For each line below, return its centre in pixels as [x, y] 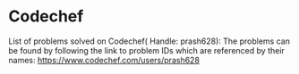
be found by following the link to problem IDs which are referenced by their [147, 50]
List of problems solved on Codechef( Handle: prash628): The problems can [149, 41]
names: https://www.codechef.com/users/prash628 [104, 60]
